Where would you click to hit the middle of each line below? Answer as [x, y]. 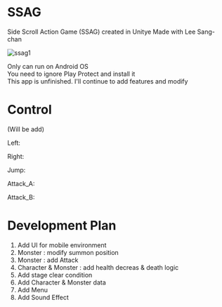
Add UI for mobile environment [62, 245]
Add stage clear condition [55, 275]
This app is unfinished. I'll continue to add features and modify [98, 81]
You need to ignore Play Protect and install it [71, 74]
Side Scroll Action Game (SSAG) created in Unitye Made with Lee [102, 32]
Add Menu [32, 289]
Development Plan [62, 226]
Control [30, 110]
